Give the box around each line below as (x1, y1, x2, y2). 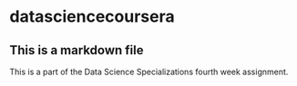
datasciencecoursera (9, 6, 175, 27)
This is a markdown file (9, 43, 144, 58)
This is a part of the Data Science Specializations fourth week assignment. (9, 66, 289, 77)
